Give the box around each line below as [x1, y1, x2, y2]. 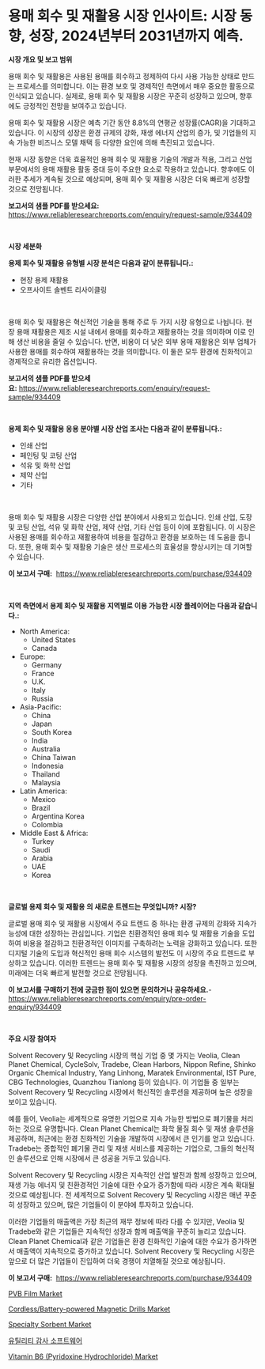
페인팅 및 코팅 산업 [19, 450, 78, 459]
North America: [19, 626, 70, 636]
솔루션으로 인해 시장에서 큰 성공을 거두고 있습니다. [16, 1153, 171, 1163]
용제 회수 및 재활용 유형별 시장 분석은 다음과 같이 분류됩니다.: [8, 258, 194, 267]
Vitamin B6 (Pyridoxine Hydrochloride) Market [8, 1352, 158, 1361]
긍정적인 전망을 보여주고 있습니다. [22, 100, 127, 111]
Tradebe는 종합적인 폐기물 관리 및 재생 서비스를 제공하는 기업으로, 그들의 [8, 1144, 233, 1153]
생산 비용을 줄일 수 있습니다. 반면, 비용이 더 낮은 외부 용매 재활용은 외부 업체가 [16, 337, 257, 346]
